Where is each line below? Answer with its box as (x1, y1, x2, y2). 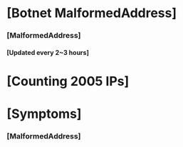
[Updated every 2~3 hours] (6, 48, 90, 56)
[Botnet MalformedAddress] (6, 5, 177, 21)
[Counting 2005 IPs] (6, 73, 130, 89)
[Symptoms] (6, 106, 82, 122)
